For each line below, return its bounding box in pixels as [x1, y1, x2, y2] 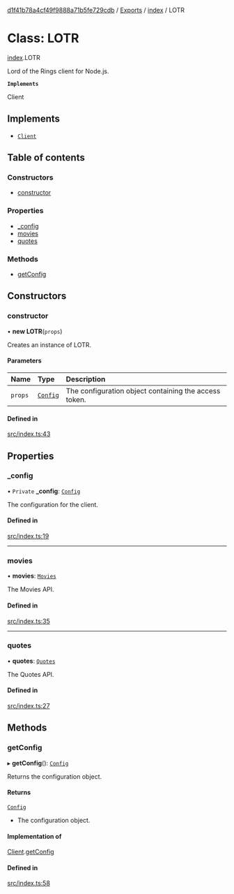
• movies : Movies [7, 572, 57, 580]
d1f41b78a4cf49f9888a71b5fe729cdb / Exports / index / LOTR [7, 6, 185, 14]
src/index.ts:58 [7, 879, 51, 888]
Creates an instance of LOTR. [7, 340, 92, 349]
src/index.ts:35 [7, 617, 51, 625]
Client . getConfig [7, 848, 54, 856]
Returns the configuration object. [7, 772, 102, 781]
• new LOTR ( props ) [7, 327, 63, 335]
